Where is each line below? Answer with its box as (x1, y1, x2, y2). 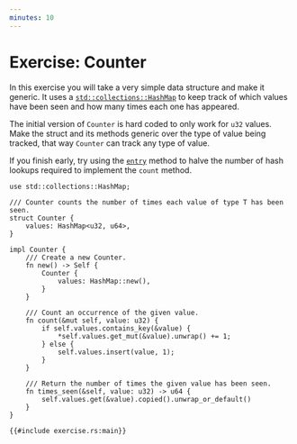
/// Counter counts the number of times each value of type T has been (9, 197, 283, 207)
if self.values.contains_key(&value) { (41, 323, 192, 333)
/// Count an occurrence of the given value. (25, 308, 200, 317)
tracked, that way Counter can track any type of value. (9, 137, 210, 149)
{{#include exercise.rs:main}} (9, 426, 127, 435)
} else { (41, 340, 75, 349)
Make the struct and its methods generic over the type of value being (9, 128, 266, 139)
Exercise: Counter (9, 51, 147, 72)
